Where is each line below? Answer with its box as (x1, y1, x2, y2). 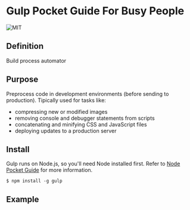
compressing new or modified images (14, 108, 108, 115)
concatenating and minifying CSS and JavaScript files (14, 121, 147, 128)
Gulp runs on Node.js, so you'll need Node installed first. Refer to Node (6, 160, 180, 168)
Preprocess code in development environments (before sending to (6, 90, 169, 97)
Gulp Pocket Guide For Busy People (6, 4, 185, 18)
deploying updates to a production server (14, 127, 117, 134)
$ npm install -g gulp (6, 178, 63, 184)
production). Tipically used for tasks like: (6, 97, 106, 104)
